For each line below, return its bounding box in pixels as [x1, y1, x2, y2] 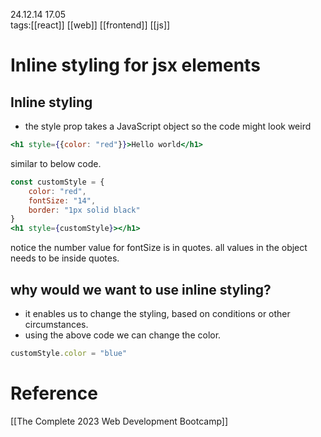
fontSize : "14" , [28, 195, 97, 206]
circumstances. [24, 318, 89, 330]
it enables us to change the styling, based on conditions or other [24, 307, 291, 319]
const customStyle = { [10, 177, 105, 187]
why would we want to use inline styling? [10, 281, 272, 298]
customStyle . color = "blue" [10, 348, 128, 358]
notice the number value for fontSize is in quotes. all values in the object [10, 242, 308, 254]
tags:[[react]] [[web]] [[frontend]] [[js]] [10, 19, 171, 31]
